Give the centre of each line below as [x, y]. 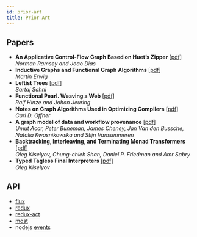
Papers [20, 42]
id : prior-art [24, 12]
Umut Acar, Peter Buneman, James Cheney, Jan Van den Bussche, [99, 128]
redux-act [28, 214]
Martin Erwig [31, 76]
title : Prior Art [28, 18]
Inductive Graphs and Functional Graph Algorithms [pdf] [88, 70]
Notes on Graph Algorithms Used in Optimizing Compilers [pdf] [97, 109]
